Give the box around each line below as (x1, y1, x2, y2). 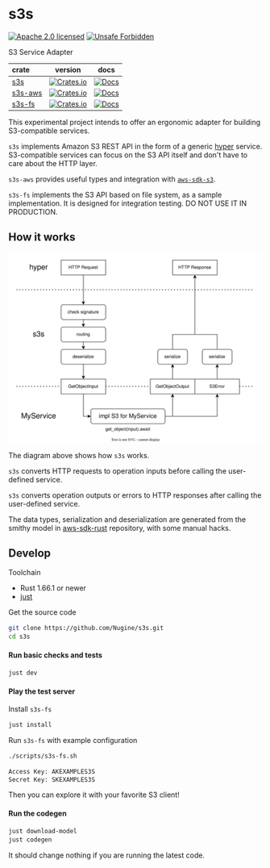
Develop (8, 546, 51, 560)
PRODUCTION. (8, 207, 58, 216)
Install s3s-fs (8, 704, 52, 714)
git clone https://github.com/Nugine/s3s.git (8, 624, 164, 632)
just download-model (8, 828, 78, 836)
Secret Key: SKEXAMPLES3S (8, 776, 95, 784)
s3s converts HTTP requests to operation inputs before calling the (8, 465, 227, 476)
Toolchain (8, 568, 41, 578)
